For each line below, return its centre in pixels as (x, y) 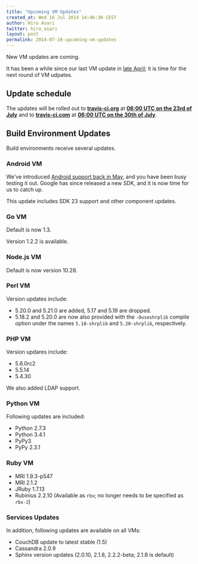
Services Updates (33, 517)
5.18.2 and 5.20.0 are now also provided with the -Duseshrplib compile (102, 317)
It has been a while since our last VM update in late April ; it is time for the (97, 69)
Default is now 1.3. (29, 230)
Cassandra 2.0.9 (35, 548)
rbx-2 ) (23, 501)
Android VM (24, 164)
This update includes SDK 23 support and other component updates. (91, 201)
